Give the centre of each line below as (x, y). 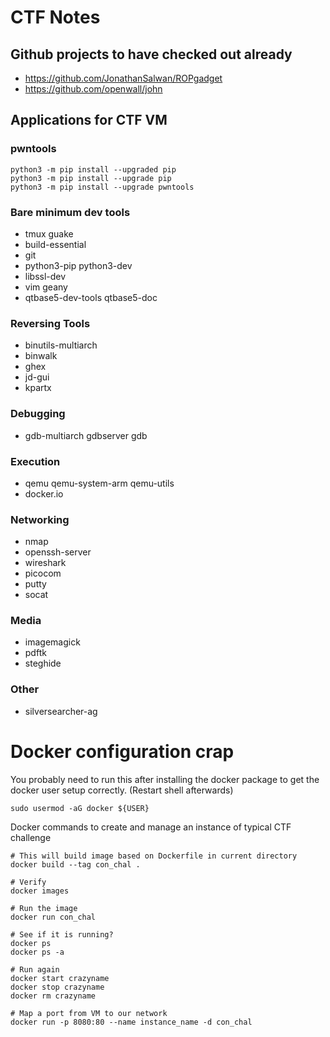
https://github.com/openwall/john (93, 89)
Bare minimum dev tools (70, 212)
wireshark (45, 563)
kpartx (38, 388)
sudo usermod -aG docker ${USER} (80, 808)
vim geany (46, 287)
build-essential (55, 244)
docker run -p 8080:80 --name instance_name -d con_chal (131, 1022)
